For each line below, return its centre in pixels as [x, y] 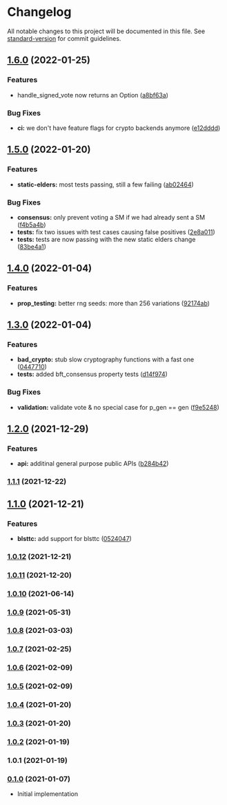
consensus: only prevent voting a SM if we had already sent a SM [111, 217]
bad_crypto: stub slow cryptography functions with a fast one [106, 359]
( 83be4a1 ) [32, 247]
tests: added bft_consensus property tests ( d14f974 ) [92, 375]
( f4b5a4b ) [31, 225]
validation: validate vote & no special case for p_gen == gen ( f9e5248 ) [118, 407]
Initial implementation [48, 794]
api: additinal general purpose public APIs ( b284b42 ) [93, 464]
